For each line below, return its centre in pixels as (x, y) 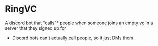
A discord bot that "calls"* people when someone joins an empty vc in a (79, 23)
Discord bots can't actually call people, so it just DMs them (73, 38)
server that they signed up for (36, 28)
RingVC (21, 9)
